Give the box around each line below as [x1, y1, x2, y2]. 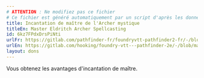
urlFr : [6, 37, 23, 43]
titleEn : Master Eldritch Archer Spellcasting [6, 25, 126, 32]
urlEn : [6, 43, 23, 49]
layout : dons [6, 48, 39, 54]
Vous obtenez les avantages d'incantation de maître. [6, 65, 138, 72]
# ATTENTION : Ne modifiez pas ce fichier [6, 8, 115, 15]
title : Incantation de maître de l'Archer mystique [6, 20, 140, 26]
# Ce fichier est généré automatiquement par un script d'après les [6, 15, 183, 21]
